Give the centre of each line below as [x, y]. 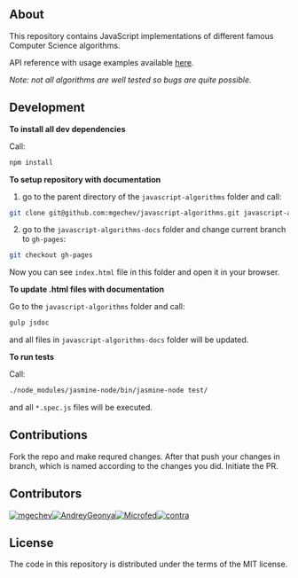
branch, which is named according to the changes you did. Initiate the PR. [144, 465]
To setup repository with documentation [85, 179]
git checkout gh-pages [51, 255]
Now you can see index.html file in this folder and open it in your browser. [145, 272]
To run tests [32, 357]
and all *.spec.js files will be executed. [81, 407]
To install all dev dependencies [67, 129]
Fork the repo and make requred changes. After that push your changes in [145, 457]
